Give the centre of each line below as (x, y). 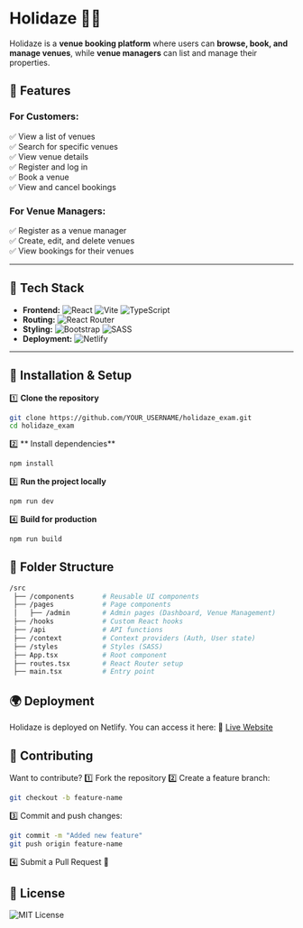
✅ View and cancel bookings (63, 187)
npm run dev (32, 501)
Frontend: (41, 309)
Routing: (39, 319)
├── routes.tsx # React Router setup (98, 663)
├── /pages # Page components (92, 605)
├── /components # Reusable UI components (106, 596)
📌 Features (40, 91)
